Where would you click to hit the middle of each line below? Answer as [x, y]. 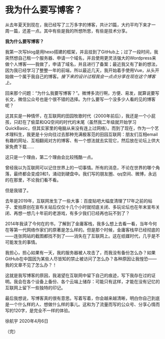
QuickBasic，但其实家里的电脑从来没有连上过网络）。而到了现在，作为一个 [80, 128]
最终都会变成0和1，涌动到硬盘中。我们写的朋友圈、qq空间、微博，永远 [85, 173]
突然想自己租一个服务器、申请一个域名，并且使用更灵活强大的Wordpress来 [81, 58]
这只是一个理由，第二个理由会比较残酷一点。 [50, 157]
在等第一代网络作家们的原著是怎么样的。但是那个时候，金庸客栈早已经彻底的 [82, 230]
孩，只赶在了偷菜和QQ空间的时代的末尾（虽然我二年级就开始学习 [71, 122]
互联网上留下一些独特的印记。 [35, 288]
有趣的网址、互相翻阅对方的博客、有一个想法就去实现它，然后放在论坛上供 [80, 140]
